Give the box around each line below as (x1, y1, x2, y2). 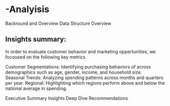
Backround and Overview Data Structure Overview (5, 20, 111, 26)
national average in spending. (5, 85, 68, 91)
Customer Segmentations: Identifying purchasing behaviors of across (5, 63, 151, 69)
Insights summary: (5, 35, 66, 44)
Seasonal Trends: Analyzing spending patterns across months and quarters (5, 75, 164, 81)
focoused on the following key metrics (5, 54, 86, 60)
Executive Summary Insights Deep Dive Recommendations (5, 95, 128, 101)
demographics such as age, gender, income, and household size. (5, 69, 143, 75)
